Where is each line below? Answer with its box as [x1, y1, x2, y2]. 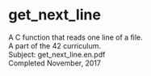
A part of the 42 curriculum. [8, 40, 101, 50]
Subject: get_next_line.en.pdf [8, 49, 106, 59]
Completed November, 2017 [8, 58, 101, 68]
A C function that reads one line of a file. [8, 32, 143, 42]
